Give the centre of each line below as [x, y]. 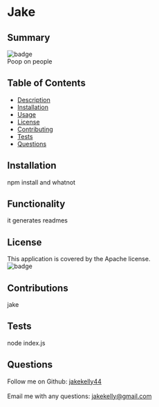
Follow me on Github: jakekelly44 [55, 381]
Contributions [38, 288]
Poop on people [30, 61]
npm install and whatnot [41, 182]
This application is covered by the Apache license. [79, 259]
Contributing [35, 129]
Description [34, 100]
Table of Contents [47, 83]
